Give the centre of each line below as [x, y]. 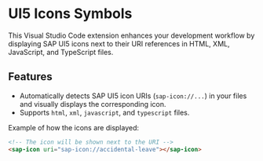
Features [30, 77]
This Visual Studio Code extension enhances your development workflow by [131, 35]
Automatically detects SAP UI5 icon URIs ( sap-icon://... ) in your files [133, 96]
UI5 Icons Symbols [70, 14]
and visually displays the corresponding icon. [93, 104]
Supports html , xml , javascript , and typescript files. [104, 112]
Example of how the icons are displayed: [74, 127]
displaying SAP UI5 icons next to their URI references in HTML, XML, [119, 43]
